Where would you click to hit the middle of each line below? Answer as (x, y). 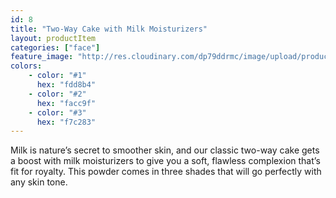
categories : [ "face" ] (55, 47)
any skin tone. (39, 182)
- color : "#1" (57, 76)
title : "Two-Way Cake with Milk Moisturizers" (109, 29)
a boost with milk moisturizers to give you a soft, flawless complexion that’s (165, 161)
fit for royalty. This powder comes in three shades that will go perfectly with (166, 172)
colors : (26, 66)
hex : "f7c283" (66, 122)
